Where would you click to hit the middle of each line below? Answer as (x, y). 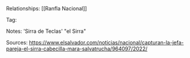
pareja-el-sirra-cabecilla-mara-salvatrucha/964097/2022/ (77, 49)
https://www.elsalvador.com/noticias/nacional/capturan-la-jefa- (106, 42)
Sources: (17, 42)
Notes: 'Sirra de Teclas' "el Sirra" (46, 31)
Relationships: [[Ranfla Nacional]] (46, 8)
